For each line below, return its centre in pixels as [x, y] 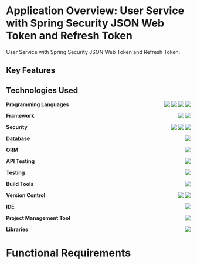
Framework [20, 116]
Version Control [26, 195]
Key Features [31, 71]
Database [18, 138]
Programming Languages [38, 104]
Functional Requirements [68, 253]
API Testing [21, 161]
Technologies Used [42, 90]
